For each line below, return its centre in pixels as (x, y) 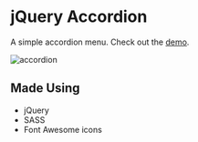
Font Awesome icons (63, 129)
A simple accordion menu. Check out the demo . (100, 42)
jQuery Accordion (79, 17)
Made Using (45, 88)
